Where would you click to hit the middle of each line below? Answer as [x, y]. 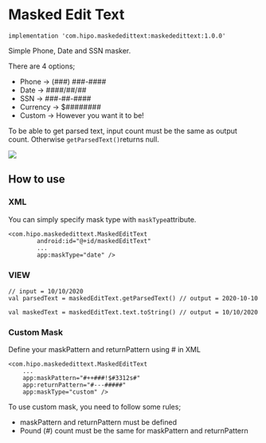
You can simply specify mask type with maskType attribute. [102, 219]
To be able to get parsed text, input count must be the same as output [123, 131]
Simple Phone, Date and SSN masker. [70, 50]
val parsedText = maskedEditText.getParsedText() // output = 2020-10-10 [133, 298]
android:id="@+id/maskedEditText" [94, 241]
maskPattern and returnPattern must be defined [98, 422]
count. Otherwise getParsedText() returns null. [84, 139]
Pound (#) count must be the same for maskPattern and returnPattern [134, 431]
